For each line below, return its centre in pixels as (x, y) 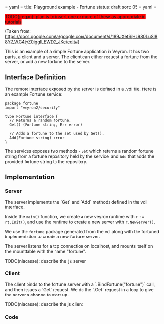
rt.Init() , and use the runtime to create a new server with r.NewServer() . (80, 222)
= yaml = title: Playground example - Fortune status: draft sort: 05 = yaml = (81, 7)
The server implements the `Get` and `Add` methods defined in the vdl (76, 202)
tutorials (14, 22)
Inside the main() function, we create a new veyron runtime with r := (75, 216)
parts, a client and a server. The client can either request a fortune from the (81, 57)
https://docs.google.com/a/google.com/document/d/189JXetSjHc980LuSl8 (81, 37)
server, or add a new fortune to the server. (48, 62)
